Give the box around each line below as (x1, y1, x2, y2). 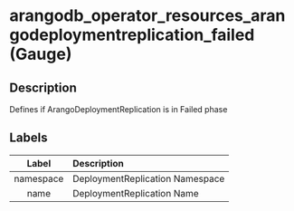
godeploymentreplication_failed (9, 24, 255, 45)
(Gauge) (9, 44, 72, 64)
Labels (9, 130, 48, 146)
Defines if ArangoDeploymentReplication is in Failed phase (9, 104, 228, 114)
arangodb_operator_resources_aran (9, 5, 286, 26)
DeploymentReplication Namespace (71, 172, 225, 185)
